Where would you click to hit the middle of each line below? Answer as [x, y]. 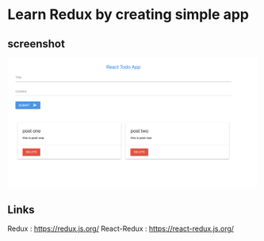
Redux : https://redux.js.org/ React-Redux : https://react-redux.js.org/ [121, 229]
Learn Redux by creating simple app [128, 15]
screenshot [36, 44]
